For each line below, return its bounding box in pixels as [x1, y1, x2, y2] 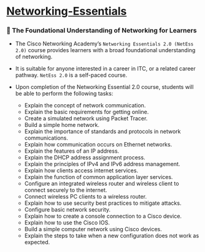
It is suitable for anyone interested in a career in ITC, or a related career [15, 65, 196, 72]
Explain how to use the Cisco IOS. [24, 219, 110, 226]
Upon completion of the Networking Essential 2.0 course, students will [15, 83, 194, 91]
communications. [24, 134, 69, 142]
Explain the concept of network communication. [24, 102, 146, 109]
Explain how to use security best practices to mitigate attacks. [24, 199, 182, 207]
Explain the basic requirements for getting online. [24, 109, 149, 116]
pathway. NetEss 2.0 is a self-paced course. [15, 72, 128, 79]
